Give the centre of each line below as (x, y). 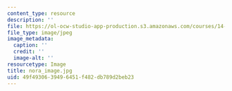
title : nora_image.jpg (40, 70)
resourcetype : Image (37, 64)
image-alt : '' (33, 58)
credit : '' (29, 52)
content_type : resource (41, 13)
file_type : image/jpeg (40, 32)
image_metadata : (30, 39)
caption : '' (31, 45)
